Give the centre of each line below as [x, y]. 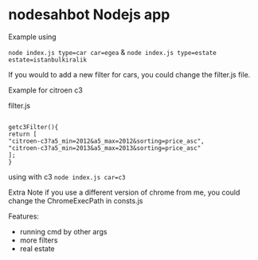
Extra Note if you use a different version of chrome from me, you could [124, 192]
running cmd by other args [63, 231]
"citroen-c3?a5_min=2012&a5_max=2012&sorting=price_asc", [106, 141]
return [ [23, 134]
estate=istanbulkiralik [48, 60]
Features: [24, 216]
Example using [33, 37]
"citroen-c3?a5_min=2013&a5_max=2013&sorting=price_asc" [105, 148]
